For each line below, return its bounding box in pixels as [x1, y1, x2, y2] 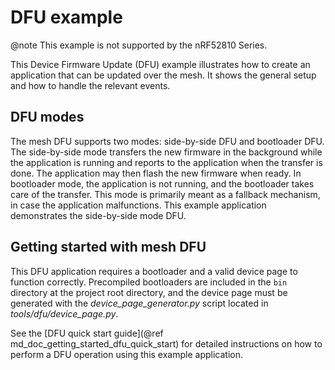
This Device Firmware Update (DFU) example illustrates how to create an [10, 58, 311, 70]
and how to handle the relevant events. [10, 79, 171, 91]
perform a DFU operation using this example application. [10, 348, 243, 360]
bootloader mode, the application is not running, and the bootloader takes [10, 177, 315, 190]
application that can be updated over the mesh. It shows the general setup [10, 69, 317, 81]
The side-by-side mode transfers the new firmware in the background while [10, 146, 323, 158]
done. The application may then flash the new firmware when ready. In [10, 167, 302, 179]
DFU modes [10, 109, 85, 126]
